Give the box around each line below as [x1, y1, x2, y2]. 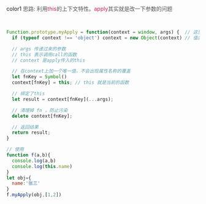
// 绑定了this [12, 90, 45, 97]
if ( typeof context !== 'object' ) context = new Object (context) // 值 [12, 35, 198, 41]
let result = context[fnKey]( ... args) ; [12, 96, 114, 102]
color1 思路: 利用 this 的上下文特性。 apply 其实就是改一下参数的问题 [6, 5, 173, 12]
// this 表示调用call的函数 [12, 51, 77, 57]
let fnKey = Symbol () [12, 74, 67, 80]
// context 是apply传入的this [12, 57, 86, 64]
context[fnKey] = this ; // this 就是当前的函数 [12, 79, 129, 86]
